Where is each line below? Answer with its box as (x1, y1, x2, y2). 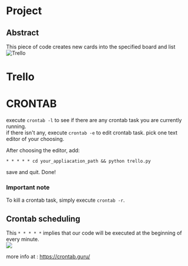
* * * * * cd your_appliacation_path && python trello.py (6, 158, 151, 165)
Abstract (6, 28, 39, 38)
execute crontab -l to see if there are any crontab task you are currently (6, 117, 182, 124)
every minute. (6, 236, 39, 243)
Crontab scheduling (6, 214, 80, 224)
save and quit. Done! (6, 169, 56, 176)
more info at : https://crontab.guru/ (6, 253, 90, 260)
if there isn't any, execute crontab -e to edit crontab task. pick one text (6, 129, 178, 136)
